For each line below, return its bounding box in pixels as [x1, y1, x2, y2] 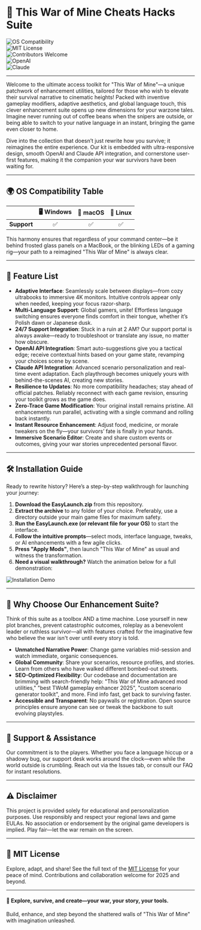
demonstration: [14, 564, 53, 572]
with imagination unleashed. [6, 917, 76, 924]
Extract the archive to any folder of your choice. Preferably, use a [14, 507, 178, 515]
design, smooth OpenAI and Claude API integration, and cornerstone [6, 149, 175, 157]
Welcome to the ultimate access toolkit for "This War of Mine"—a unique [6, 80, 185, 88]
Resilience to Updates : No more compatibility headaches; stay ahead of [14, 382, 193, 390]
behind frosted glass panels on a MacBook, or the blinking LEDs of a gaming [6, 241, 195, 249]
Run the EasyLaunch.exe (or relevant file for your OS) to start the [14, 520, 178, 527]
